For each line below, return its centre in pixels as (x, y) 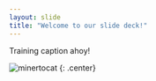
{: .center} (78, 68)
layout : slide (35, 17)
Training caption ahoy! (50, 50)
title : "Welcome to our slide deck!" (78, 26)
